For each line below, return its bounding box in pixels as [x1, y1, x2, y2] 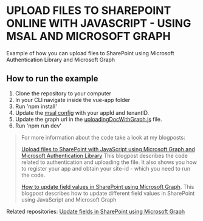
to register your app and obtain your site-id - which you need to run [21, 165, 190, 172]
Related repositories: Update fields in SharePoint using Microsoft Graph [6, 208, 185, 215]
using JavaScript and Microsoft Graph [21, 195, 117, 203]
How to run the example [6, 73, 98, 84]
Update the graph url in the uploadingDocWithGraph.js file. [15, 115, 162, 123]
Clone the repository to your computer [15, 89, 111, 97]
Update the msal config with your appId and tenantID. [15, 109, 150, 116]
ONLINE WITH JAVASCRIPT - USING [6, 16, 191, 30]
